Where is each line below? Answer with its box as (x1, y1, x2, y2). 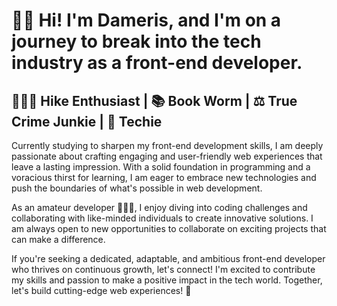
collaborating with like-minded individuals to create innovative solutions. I (11, 212, 314, 224)
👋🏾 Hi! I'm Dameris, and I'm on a (11, 9, 282, 32)
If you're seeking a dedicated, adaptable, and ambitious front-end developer (11, 253, 326, 264)
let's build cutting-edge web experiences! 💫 (11, 285, 192, 296)
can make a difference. (11, 234, 106, 245)
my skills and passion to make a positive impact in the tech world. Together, (11, 274, 323, 286)
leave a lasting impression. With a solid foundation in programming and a (11, 161, 311, 173)
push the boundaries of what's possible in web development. (11, 182, 263, 194)
